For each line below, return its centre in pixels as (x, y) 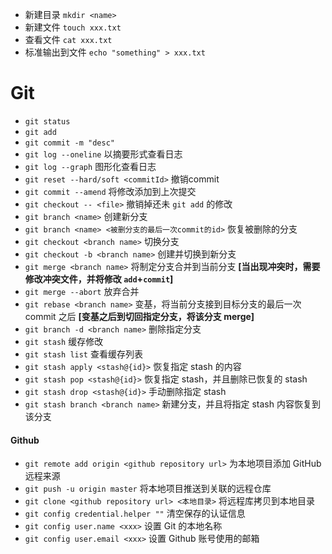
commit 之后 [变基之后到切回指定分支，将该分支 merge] (139, 316)
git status (47, 121)
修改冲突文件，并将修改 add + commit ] (99, 279)
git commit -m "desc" (69, 143)
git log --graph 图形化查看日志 (90, 166)
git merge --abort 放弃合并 (82, 291)
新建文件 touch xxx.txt (73, 27)
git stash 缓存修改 (64, 341)
